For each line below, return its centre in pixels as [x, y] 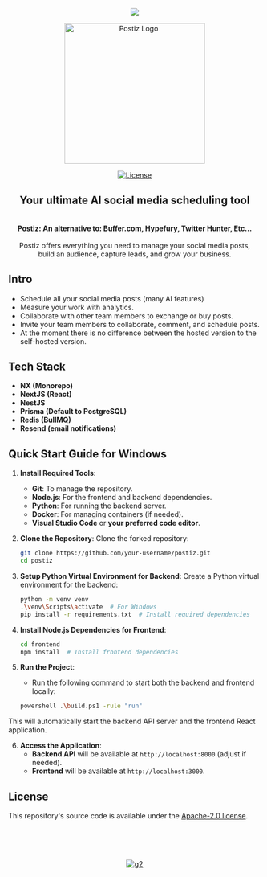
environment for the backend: [69, 584]
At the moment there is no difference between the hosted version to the [138, 333]
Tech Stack [37, 367]
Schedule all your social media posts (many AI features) [112, 298]
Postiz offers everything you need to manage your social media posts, [135, 245]
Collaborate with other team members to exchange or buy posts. [127, 316]
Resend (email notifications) [68, 428]
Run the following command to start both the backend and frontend [143, 682]
